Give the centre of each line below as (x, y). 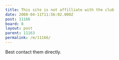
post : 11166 (18, 19)
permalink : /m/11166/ (28, 38)
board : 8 (14, 24)
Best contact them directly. (33, 52)
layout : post (19, 28)
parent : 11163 (20, 33)
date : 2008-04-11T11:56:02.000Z (39, 14)
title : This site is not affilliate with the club (60, 10)
